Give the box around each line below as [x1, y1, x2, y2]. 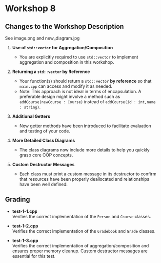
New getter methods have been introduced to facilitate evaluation [19, 123, 151, 129]
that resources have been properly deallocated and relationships [19, 176, 150, 182]
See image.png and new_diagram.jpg [5, 35, 80, 41]
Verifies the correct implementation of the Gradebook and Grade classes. [12, 228, 156, 234]
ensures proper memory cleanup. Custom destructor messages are [12, 248, 148, 254]
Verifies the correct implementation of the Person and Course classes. [12, 213, 151, 219]
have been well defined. [19, 181, 68, 187]
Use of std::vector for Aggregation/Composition [12, 45, 113, 50]
